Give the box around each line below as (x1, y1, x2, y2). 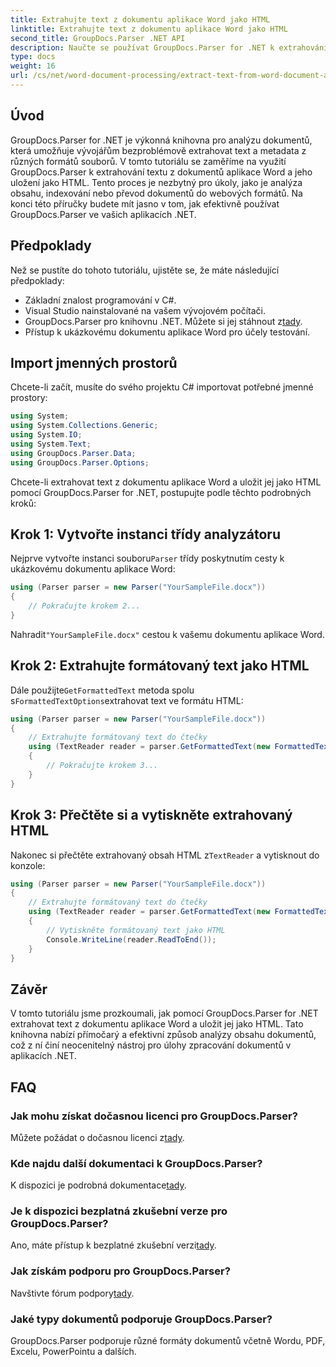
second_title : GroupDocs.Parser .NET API (10, 33, 186, 43)
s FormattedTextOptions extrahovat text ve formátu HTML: (10, 694, 244, 706)
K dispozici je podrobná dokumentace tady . (10, 1179, 187, 1191)
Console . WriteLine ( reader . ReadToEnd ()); (46, 934, 217, 945)
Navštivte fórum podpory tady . (10, 1287, 135, 1299)
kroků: (10, 497, 37, 509)
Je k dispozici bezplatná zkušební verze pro (10, 1204, 228, 1218)
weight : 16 (10, 61, 56, 71)
